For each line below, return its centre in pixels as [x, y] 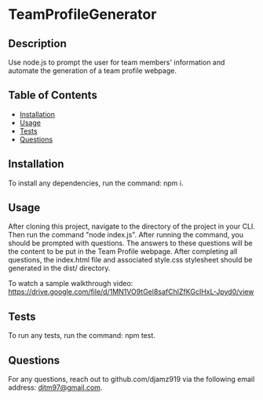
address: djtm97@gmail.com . [55, 387]
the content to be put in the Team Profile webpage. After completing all [123, 251]
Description [37, 44]
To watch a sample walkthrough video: [71, 284]
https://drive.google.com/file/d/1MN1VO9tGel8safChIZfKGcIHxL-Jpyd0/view [131, 292]
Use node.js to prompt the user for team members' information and [117, 62]
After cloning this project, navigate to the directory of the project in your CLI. [131, 226]
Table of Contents [53, 95]
